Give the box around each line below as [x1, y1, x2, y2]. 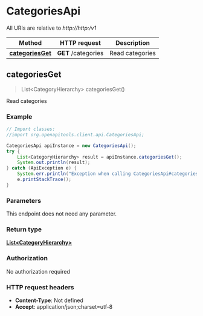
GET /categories [57, 48, 104, 57]
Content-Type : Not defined [14, 297, 83, 304]
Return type [6, 225, 42, 234]
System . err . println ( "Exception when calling [17, 171, 131, 177]
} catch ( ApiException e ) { [6, 165, 77, 171]
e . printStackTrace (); [17, 177, 71, 183]
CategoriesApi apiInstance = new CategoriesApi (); [6, 142, 137, 149]
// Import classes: [6, 126, 56, 133]
